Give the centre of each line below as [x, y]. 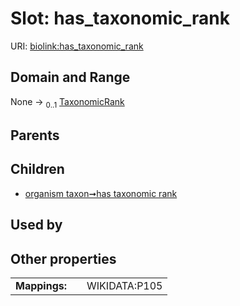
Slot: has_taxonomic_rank [120, 18]
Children [37, 169]
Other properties [63, 258]
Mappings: [41, 285]
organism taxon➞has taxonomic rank [101, 193]
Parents [35, 135]
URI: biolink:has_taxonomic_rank [77, 46]
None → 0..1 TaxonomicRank [67, 102]
